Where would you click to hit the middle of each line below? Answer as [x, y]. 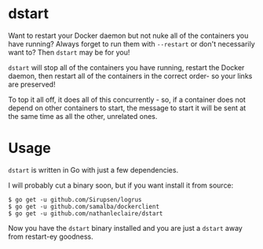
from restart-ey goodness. [51, 236]
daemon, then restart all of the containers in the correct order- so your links [130, 76]
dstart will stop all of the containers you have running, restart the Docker [126, 67]
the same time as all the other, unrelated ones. [83, 116]
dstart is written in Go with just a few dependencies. [93, 169]
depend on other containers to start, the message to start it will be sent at [127, 108]
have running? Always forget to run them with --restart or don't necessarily [131, 43]
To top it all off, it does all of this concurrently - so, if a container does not [127, 99]
